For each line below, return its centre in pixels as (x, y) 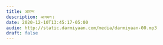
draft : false (22, 33)
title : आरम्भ (20, 11)
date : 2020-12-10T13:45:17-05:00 (47, 22)
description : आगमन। (30, 17)
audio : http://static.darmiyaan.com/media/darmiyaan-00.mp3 (82, 28)
